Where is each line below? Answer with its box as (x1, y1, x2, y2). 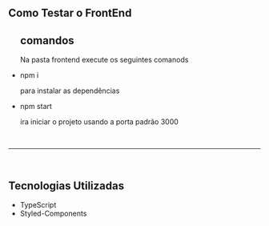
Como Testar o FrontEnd (8, 6, 132, 20)
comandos (19, 34, 74, 47)
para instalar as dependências (19, 86, 120, 95)
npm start (19, 102, 52, 111)
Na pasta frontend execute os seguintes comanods (19, 55, 189, 65)
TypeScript (19, 200, 57, 210)
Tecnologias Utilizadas (8, 179, 125, 192)
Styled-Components (19, 208, 87, 219)
